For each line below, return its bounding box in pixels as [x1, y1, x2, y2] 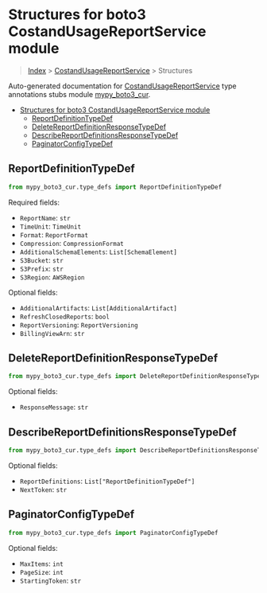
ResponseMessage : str [19, 402, 89, 412]
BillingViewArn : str [19, 328, 85, 337]
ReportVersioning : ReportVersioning [19, 320, 138, 330]
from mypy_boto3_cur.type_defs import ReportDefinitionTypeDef [8, 183, 222, 191]
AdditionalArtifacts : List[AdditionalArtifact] [19, 302, 177, 312]
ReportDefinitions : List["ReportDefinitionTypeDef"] [19, 476, 195, 486]
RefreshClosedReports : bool [19, 311, 110, 321]
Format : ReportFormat [19, 229, 89, 240]
